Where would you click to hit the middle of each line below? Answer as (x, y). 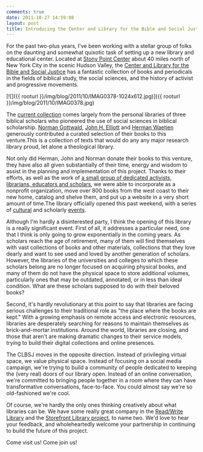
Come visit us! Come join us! (42, 442)
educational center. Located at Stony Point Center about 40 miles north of (98, 59)
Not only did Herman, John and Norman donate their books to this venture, (99, 159)
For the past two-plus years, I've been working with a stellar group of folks (99, 46)
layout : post (23, 23)
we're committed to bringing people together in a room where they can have (101, 381)
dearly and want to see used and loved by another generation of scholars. (98, 254)
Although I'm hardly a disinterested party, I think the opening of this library (99, 222)
